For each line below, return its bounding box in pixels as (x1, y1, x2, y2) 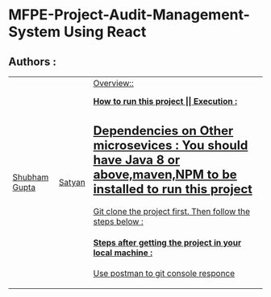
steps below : (93, 216, 144, 227)
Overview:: (93, 78, 135, 89)
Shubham (12, 171, 49, 183)
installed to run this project (93, 181, 252, 196)
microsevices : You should (93, 137, 248, 153)
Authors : (8, 55, 56, 68)
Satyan (59, 177, 86, 188)
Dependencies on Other (93, 122, 234, 138)
